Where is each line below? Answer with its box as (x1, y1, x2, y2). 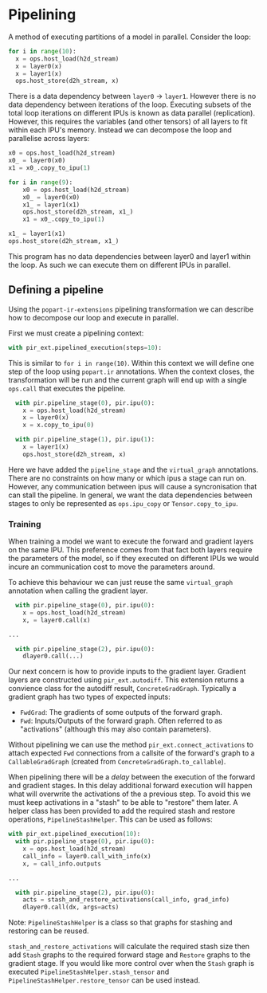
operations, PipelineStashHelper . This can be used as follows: (8, 814, 213, 824)
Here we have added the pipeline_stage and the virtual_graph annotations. (8, 465, 259, 474)
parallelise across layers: (8, 134, 90, 143)
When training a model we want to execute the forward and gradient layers (8, 536, 253, 547)
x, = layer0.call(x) (22, 616, 91, 624)
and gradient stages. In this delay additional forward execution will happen (8, 781, 253, 791)
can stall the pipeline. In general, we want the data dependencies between (8, 490, 253, 500)
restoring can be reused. (8, 926, 89, 936)
